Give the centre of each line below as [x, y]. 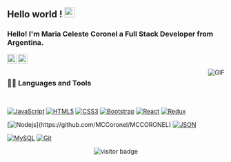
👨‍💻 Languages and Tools [49, 83]
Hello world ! [35, 14]
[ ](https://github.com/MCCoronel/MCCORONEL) [89, 124]
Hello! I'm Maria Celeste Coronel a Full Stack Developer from [110, 34]
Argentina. [26, 43]
